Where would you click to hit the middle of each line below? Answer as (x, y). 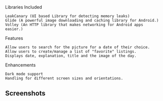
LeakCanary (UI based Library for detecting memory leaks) (68, 16)
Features (14, 38)
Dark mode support (24, 74)
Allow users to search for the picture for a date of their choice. (78, 47)
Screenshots (25, 93)
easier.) (14, 29)
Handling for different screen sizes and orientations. (64, 78)
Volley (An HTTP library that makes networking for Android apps (74, 25)
